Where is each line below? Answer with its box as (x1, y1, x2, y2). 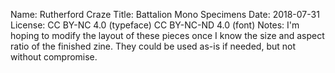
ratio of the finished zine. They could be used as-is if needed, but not (10, 40, 297, 52)
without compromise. (10, 51, 98, 63)
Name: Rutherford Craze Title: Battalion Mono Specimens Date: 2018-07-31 (10, 9, 320, 20)
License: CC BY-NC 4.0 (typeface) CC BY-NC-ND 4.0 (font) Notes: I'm (10, 19, 300, 31)
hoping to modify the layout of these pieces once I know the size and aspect (10, 30, 325, 41)
